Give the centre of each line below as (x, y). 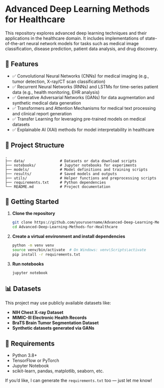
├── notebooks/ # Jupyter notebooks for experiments (71, 165)
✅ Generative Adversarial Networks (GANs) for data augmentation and (83, 97)
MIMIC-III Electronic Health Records (49, 318)
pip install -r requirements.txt (46, 254)
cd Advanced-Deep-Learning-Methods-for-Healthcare (65, 227)
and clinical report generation (42, 113)
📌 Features (22, 64)
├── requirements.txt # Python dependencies (56, 182)
